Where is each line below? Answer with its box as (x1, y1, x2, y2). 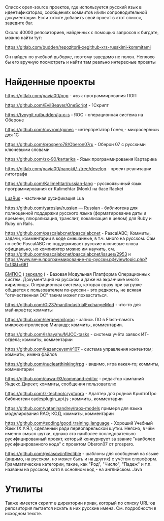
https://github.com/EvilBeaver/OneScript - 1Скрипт (5, 102, 109, 108)
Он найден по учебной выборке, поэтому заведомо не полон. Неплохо (5, 54, 155, 60)
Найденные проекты (5, 76, 95, 88)
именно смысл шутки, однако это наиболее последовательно (5, 430, 136, 436)
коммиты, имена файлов (5, 351, 57, 357)
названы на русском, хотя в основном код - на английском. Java (5, 466, 142, 472)
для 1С (5, 132, 19, 138)
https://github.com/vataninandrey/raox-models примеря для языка (5, 405, 142, 411)
